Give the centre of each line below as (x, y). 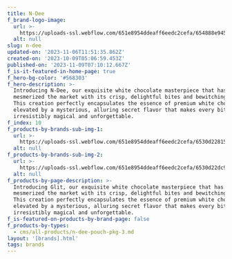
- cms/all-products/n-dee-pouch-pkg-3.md (74, 232)
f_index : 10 (24, 123)
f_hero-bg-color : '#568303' (48, 78)
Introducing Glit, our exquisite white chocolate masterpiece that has (119, 187)
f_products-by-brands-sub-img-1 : (55, 129)
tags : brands (26, 245)
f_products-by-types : (38, 225)
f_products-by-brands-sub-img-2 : (55, 155)
